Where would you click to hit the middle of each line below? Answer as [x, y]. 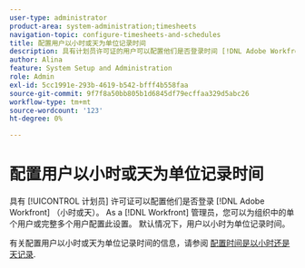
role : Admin [32, 77]
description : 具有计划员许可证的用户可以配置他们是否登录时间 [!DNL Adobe [138, 52]
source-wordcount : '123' [56, 110]
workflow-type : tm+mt [50, 102]
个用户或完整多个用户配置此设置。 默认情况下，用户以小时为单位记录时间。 [150, 224]
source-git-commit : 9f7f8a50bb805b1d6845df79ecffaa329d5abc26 [129, 93]
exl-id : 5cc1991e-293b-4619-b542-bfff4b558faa [99, 85]
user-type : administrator [58, 18]
